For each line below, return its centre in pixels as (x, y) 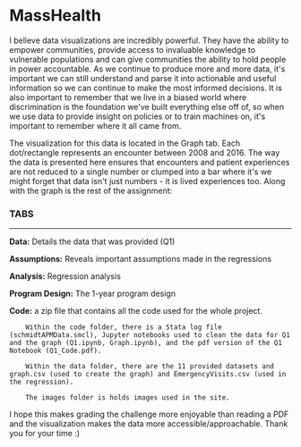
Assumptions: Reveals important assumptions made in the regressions (140, 259)
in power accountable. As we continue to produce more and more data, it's (147, 69)
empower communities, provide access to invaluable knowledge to (133, 49)
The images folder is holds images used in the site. (128, 398)
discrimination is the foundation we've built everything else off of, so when (147, 106)
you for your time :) (45, 434)
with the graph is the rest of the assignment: (91, 190)
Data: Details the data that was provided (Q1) (92, 241)
